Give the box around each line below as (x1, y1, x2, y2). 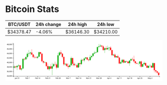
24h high (67, 21, 87, 27)
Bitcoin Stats (5, 3, 59, 15)
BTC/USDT (8, 21, 31, 27)
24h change (35, 21, 61, 27)
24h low (96, 21, 114, 27)
